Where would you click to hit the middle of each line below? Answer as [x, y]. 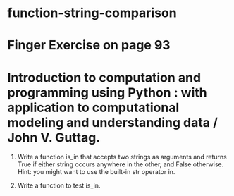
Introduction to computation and [104, 77]
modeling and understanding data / [113, 122]
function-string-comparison [92, 13]
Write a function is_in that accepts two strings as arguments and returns [122, 157]
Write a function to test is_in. [59, 185]
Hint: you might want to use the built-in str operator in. [96, 172]
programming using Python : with [107, 92]
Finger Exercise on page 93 [89, 45]
